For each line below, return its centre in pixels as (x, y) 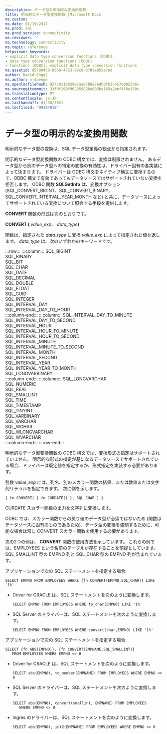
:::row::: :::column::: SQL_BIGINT (38, 251)
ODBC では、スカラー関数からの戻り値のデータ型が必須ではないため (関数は (83, 518)
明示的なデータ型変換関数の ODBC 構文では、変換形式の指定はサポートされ (83, 453)
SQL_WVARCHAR (23, 437)
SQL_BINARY (19, 256)
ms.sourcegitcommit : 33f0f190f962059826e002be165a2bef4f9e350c (72, 89)
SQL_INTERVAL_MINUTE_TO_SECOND (45, 347)
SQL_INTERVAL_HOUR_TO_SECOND (42, 336)
